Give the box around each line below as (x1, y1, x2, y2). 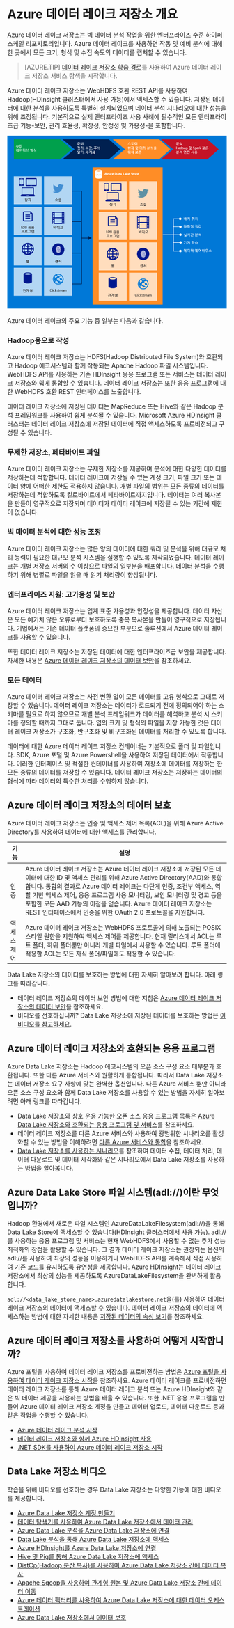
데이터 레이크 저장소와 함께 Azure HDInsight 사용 (17, 1435, 152, 1443)
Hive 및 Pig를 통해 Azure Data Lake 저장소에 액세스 (17, 1552, 159, 1560)
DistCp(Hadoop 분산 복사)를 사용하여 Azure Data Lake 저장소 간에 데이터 (17, 1560, 219, 1570)
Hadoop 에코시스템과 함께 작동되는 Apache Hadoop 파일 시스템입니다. (14, 361, 209, 370)
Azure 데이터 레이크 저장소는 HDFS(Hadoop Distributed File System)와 (7, 352, 205, 361)
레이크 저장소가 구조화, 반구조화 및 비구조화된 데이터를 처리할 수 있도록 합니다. (14, 727, 226, 736)
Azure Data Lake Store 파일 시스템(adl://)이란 (7, 1186, 200, 1198)
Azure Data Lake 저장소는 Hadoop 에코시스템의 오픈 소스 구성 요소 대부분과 (7, 1062, 214, 1070)
